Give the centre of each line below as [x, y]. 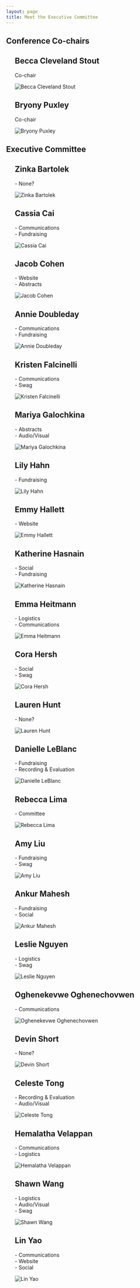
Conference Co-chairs [48, 41]
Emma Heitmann [45, 604]
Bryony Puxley [42, 105]
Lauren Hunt [38, 705]
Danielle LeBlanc [46, 749]
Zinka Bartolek [42, 169]
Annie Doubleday [47, 314]
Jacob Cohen [39, 264]
